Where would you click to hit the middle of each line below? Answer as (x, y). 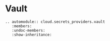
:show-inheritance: (32, 35)
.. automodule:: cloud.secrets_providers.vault (55, 22)
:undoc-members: (28, 30)
